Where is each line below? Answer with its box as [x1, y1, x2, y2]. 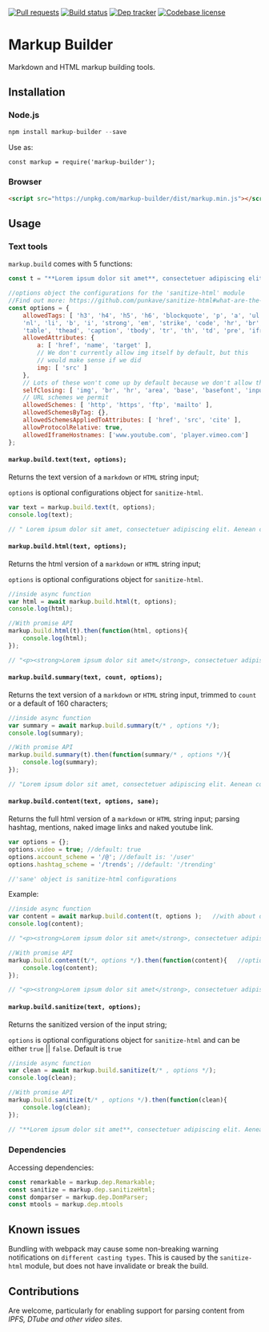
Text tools [8, 241, 48, 252]
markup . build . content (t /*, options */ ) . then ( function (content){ [8, 956, 227, 964]
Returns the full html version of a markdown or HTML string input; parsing [8, 814, 240, 824]
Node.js [8, 109, 40, 120]
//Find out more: [8, 297, 66, 305]
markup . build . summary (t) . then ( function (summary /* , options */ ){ [8, 751, 231, 759]
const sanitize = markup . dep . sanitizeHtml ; [8, 1185, 156, 1194]
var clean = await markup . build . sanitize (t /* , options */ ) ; [8, 1066, 217, 1075]
